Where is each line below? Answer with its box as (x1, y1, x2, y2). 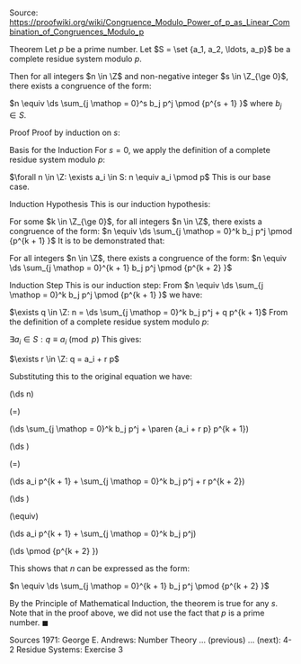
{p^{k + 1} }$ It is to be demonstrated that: (9, 235, 165, 246)
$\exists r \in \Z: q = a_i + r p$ (9, 353, 120, 364)
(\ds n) (9, 388, 34, 399)
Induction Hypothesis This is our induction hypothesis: (9, 198, 211, 209)
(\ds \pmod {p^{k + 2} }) (9, 545, 99, 556)
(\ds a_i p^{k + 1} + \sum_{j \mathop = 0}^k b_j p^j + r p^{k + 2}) (9, 476, 245, 487)
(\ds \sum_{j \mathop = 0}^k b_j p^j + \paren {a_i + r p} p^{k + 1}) (9, 423, 250, 434)
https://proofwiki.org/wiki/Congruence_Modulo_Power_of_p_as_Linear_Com (9, 17, 290, 28)
